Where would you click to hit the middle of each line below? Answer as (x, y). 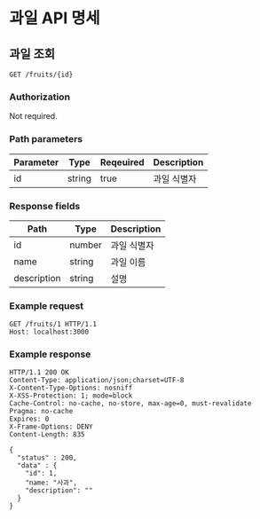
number (86, 245)
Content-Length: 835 (47, 435)
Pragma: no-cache (41, 412)
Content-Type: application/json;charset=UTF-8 (97, 381)
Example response (50, 354)
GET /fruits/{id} (41, 75)
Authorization (40, 97)
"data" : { (37, 466)
